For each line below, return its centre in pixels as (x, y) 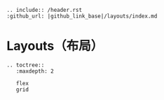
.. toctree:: (26, 65)
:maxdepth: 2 (35, 71)
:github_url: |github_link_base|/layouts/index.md (82, 16)
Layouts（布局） (55, 46)
